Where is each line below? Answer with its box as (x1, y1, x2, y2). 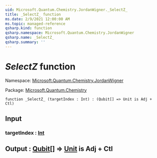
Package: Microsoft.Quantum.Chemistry (5, 87, 87, 93)
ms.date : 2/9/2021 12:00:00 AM (5, 16, 70, 21)
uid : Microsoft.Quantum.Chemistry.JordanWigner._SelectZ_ (5, 7, 128, 12)
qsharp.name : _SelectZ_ (5, 35, 55, 40)
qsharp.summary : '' (5, 40, 46, 45)
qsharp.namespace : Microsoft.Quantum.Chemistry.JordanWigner (5, 30, 135, 35)
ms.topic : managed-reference (5, 21, 66, 26)
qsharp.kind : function (5, 26, 52, 31)
